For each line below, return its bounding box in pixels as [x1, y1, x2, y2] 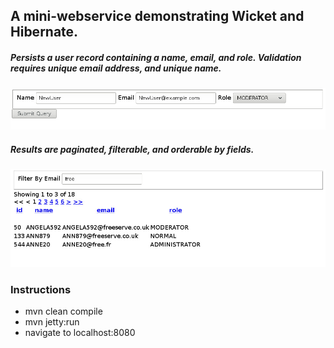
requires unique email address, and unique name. [10, 62, 222, 74]
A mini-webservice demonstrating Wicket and [10, 8, 305, 25]
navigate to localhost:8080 [24, 327, 136, 339]
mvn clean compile [24, 305, 103, 318]
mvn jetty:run [24, 316, 80, 328]
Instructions [10, 282, 72, 296]
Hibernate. [10, 24, 79, 41]
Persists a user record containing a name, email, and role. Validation [10, 51, 302, 63]
